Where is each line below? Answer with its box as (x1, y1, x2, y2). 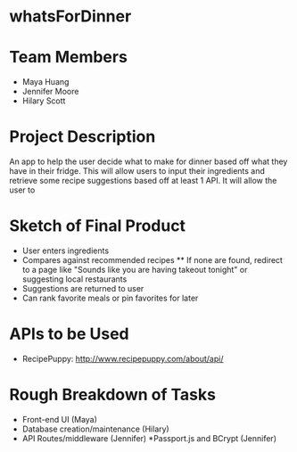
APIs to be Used (9, 324, 129, 344)
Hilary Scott (21, 95, 66, 106)
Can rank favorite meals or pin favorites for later (21, 292, 199, 303)
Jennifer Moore (21, 86, 79, 97)
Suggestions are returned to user (21, 284, 144, 293)
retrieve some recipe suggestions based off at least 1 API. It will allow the (9, 176, 277, 186)
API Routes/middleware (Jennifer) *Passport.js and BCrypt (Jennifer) (21, 432, 276, 443)
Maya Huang (21, 77, 70, 87)
